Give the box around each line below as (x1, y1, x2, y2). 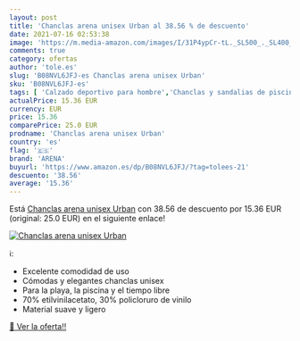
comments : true (9, 46, 66, 55)
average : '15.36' (9, 179, 74, 188)
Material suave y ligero (21, 304, 106, 315)
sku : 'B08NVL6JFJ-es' (9, 79, 90, 88)
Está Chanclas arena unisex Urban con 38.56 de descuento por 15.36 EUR (9, 204, 282, 214)
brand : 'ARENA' (9, 154, 66, 163)
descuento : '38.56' (9, 170, 82, 179)
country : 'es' (9, 137, 62, 146)
